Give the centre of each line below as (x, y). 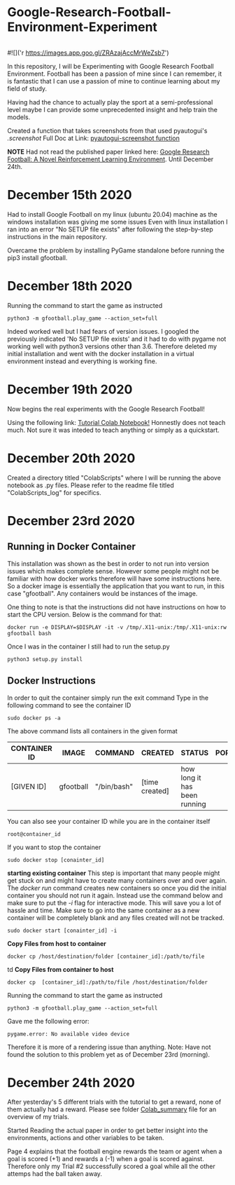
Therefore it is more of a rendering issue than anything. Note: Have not (109, 1047)
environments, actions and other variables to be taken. (86, 1138)
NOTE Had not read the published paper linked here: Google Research (108, 151)
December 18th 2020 (70, 286)
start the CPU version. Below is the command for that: (85, 614)
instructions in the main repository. (57, 236)
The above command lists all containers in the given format (93, 731)
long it (191, 778)
